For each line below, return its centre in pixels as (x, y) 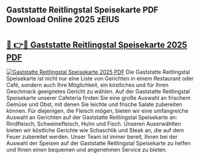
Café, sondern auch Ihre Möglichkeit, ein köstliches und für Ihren (88, 85)
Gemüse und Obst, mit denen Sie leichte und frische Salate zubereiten (94, 104)
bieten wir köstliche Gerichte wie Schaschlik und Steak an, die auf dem (95, 130)
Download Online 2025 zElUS (63, 20)
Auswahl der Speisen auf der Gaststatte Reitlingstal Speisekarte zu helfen (98, 143)
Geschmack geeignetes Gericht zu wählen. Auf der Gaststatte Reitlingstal (98, 91)
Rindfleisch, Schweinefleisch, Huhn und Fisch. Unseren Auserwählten (94, 124)
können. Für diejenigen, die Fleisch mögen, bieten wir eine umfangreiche (98, 111)
